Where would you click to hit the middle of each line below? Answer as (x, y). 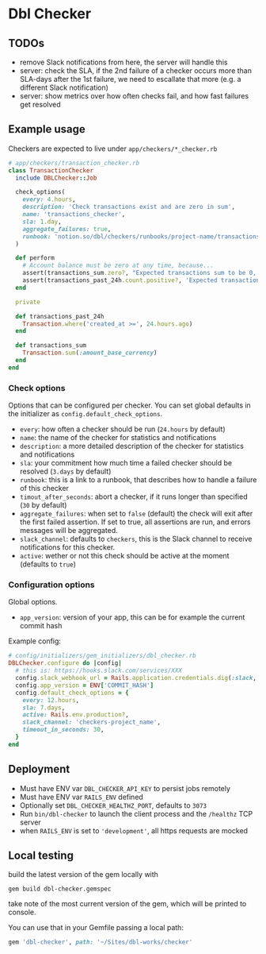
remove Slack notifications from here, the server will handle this (123, 62)
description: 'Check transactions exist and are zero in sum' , (129, 207)
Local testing (41, 855)
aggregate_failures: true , (67, 229)
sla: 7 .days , (44, 708)
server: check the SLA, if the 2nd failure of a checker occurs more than (135, 71)
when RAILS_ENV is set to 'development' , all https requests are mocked (133, 830)
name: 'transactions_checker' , (74, 214)
